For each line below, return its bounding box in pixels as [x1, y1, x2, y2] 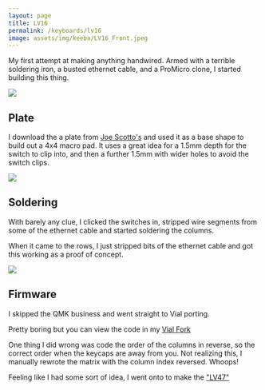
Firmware [8, 288, 57, 301]
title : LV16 [8, 19, 48, 27]
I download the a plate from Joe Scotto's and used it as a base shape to [8, 133, 244, 142]
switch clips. [8, 157, 49, 168]
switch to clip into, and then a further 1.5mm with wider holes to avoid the [8, 149, 249, 159]
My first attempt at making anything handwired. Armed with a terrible [8, 56, 235, 66]
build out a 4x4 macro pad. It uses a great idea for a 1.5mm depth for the [8, 141, 247, 150]
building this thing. [8, 73, 69, 82]
